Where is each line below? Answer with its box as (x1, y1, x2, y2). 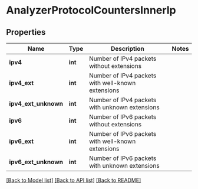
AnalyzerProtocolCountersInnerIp (6, 4, 176, 17)
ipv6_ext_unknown (9, 158, 64, 166)
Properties (6, 27, 46, 37)
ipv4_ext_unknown (9, 100, 64, 107)
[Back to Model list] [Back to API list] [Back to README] (6, 177, 141, 184)
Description (111, 45, 144, 53)
